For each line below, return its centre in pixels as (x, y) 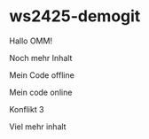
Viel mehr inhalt (38, 127)
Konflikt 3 (27, 109)
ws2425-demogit (75, 16)
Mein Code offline (42, 75)
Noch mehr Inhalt (41, 58)
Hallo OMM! (31, 41)
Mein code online (41, 92)
